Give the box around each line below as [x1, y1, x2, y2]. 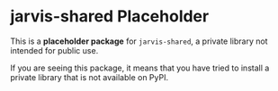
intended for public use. [10, 45, 99, 55]
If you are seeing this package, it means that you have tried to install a [10, 62, 270, 73]
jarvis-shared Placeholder [10, 6, 210, 27]
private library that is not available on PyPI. [10, 71, 169, 82]
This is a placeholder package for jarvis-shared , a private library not [10, 36, 268, 46]
